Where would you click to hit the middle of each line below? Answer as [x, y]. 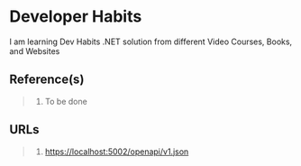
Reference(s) [47, 80]
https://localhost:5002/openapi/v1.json [117, 152]
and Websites [35, 51]
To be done [66, 101]
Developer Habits [76, 17]
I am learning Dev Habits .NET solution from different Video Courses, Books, [151, 41]
